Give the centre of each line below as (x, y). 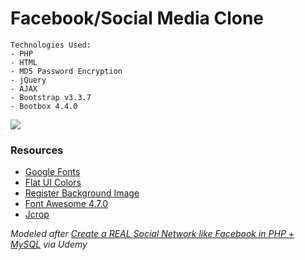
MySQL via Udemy (49, 244)
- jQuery (28, 80)
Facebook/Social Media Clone (137, 18)
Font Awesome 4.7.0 (66, 204)
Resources (37, 150)
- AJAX (24, 88)
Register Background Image (82, 193)
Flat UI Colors (53, 183)
